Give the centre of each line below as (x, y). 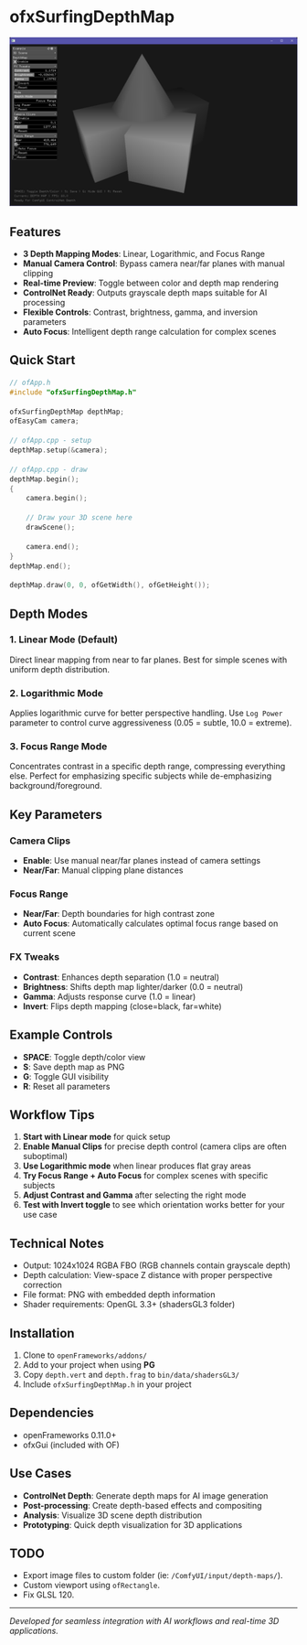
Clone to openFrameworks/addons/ (85, 1355)
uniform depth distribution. (60, 669)
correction (42, 1285)
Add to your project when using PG (89, 1364)
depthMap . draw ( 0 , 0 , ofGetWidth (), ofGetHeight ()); (110, 586)
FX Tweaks (35, 957)
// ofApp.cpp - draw (49, 469)
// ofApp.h (30, 382)
